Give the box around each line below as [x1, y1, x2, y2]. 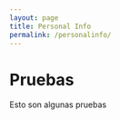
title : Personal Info [9, 22, 92, 31]
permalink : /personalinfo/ [9, 30, 112, 39]
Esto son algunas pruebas [9, 99, 107, 110]
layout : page [9, 13, 59, 23]
